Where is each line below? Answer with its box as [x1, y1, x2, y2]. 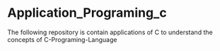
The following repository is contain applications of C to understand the [7, 28, 214, 36]
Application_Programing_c [7, 5, 168, 21]
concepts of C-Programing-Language [7, 35, 117, 43]
